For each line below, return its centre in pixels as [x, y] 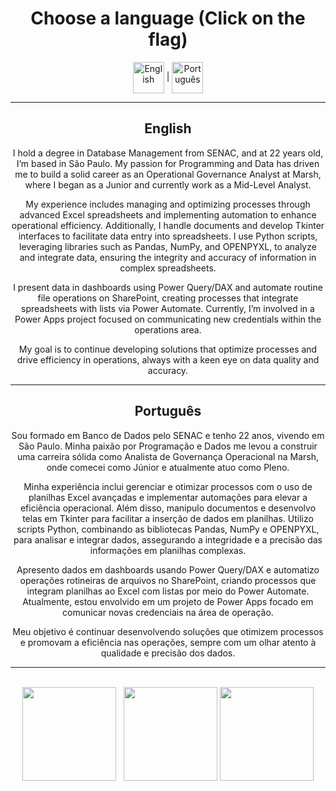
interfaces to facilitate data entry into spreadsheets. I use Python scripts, [168, 236]
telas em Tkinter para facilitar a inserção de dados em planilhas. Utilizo [168, 518]
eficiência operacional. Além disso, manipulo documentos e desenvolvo [168, 508]
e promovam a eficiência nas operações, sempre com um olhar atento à [168, 642]
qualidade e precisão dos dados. [168, 653]
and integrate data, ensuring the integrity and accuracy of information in [168, 257]
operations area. [168, 329]
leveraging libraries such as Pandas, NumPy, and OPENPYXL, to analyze [168, 246]
